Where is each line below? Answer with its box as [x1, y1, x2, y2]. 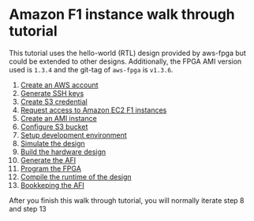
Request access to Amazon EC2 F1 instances [20, 105, 167, 115]
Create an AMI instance [20, 113, 97, 123]
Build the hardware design [20, 147, 106, 157]
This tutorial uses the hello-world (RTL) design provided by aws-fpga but [9, 48, 247, 57]
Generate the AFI [20, 155, 77, 164]
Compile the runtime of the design [20, 171, 133, 182]
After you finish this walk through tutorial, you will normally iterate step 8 [9, 195, 245, 205]
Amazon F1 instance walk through [9, 6, 235, 24]
